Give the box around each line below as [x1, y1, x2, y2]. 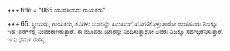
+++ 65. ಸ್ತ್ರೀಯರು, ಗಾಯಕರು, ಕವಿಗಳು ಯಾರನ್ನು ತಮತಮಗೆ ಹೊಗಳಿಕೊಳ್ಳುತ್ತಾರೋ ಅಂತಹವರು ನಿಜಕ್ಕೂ [7, 20, 218, 28]
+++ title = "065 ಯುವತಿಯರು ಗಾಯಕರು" [7, 6, 106, 14]
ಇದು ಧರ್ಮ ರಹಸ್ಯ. [7, 35, 47, 43]
